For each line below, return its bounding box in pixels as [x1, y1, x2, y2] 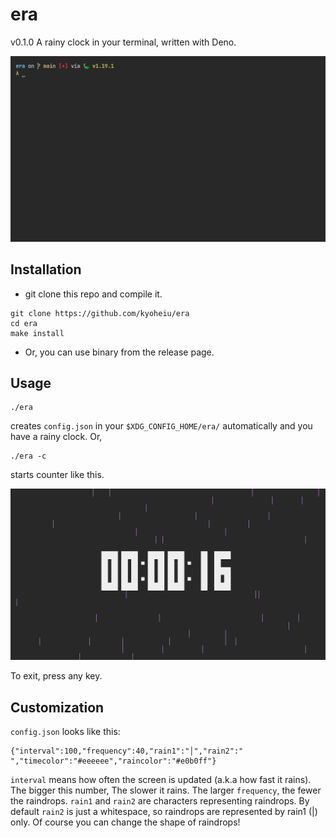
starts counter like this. [10, 469, 105, 481]
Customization [10, 699, 105, 716]
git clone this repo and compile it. [24, 288, 163, 300]
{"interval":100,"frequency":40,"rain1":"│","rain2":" [10, 746, 244, 757]
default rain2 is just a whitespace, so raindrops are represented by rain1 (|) [10, 806, 318, 818]
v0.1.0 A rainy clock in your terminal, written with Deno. [10, 36, 237, 48]
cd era [10, 318, 38, 328]
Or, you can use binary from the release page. [24, 346, 215, 358]
